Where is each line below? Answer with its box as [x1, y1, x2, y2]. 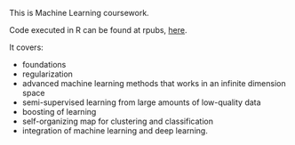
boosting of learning [21, 107, 97, 117]
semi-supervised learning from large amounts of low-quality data [21, 97, 261, 108]
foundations [21, 60, 67, 69]
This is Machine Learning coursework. [9, 8, 149, 18]
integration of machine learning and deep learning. [21, 125, 209, 136]
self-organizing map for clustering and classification [21, 116, 213, 126]
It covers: [9, 42, 44, 52]
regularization [21, 68, 74, 79]
